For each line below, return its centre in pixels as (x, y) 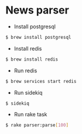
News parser (37, 10)
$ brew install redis (32, 59)
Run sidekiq (28, 92)
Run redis (25, 71)
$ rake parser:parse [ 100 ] (37, 125)
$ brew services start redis (41, 81)
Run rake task (30, 115)
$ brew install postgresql (38, 37)
